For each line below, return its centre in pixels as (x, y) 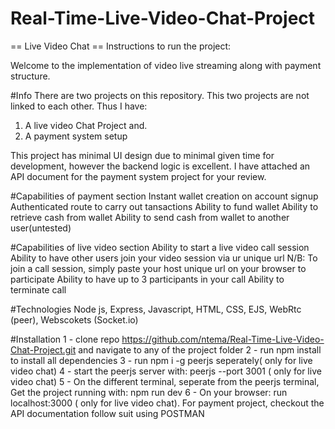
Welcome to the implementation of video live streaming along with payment (166, 65)
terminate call (38, 289)
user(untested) (41, 228)
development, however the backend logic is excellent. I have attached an (160, 166)
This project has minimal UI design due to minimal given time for (142, 155)
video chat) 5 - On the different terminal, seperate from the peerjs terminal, (165, 381)
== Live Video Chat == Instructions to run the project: (121, 46)
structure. (30, 76)
